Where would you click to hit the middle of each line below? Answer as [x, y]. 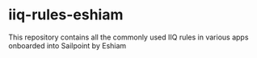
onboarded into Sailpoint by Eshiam [67, 45]
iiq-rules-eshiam [66, 15]
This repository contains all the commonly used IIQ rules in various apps [128, 37]
